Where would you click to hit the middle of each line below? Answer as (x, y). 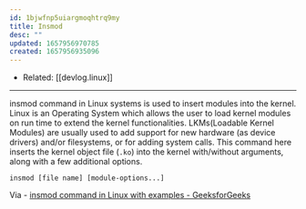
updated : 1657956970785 (55, 43)
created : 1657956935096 (55, 52)
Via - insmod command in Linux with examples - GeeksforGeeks (130, 195)
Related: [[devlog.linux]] (68, 77)
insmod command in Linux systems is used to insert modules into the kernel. (153, 104)
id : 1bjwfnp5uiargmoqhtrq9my (65, 18)
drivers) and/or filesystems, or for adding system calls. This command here (151, 143)
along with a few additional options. (76, 162)
